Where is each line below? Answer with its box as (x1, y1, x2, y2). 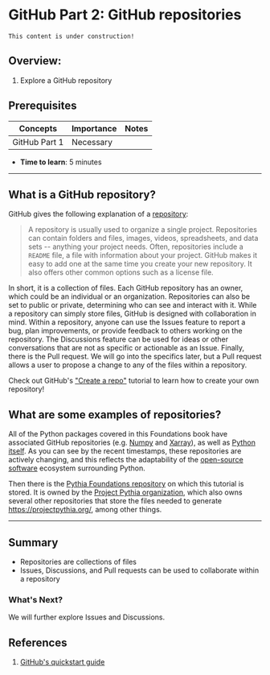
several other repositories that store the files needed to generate (8, 496, 223, 506)
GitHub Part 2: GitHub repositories (8, 6, 242, 24)
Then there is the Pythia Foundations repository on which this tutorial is (8, 479, 244, 489)
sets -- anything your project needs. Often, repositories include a (27, 242, 243, 251)
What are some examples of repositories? (8, 408, 222, 421)
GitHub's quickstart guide (19, 657, 105, 667)
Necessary (71, 136, 112, 147)
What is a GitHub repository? (8, 188, 157, 201)
